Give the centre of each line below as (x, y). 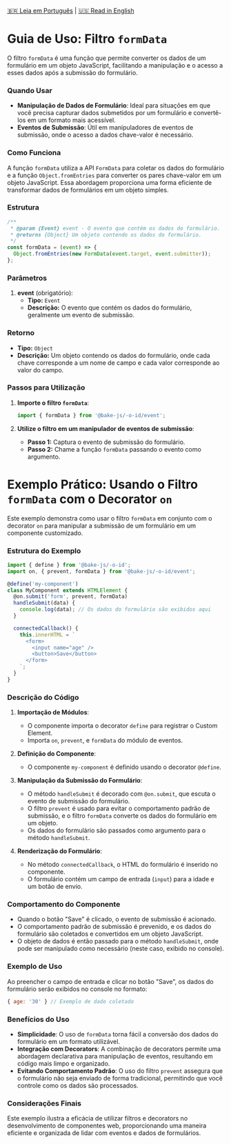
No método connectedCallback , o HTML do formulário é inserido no (123, 865)
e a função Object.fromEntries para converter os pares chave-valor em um (114, 175)
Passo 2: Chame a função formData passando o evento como (114, 449)
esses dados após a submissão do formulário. (72, 72)
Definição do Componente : (57, 754)
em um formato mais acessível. (71, 120)
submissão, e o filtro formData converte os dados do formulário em (122, 816)
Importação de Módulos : (53, 712)
